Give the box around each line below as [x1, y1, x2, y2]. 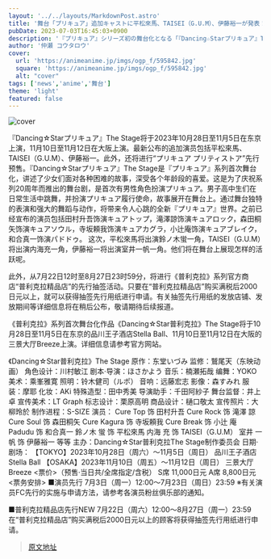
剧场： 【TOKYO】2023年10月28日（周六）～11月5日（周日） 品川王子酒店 [8, 448, 257, 457]
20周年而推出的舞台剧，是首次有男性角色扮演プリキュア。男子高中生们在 [15, 183, 256, 194]
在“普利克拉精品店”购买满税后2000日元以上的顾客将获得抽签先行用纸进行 [8, 515, 252, 525]
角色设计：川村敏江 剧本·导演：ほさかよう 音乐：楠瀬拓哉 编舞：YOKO [23, 367, 257, 376]
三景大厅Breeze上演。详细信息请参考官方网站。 [8, 339, 167, 349]
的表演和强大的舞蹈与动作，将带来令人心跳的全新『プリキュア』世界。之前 [8, 204, 256, 214]
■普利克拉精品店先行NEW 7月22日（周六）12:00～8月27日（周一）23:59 [8, 505, 252, 515]
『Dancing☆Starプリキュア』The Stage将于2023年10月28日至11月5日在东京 [8, 133, 262, 143]
